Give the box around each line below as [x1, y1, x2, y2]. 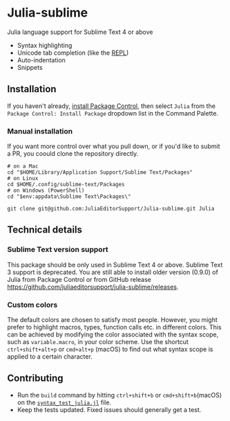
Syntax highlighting [17, 41, 73, 49]
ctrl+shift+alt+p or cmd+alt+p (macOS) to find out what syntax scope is [7, 345, 213, 354]
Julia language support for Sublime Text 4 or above [7, 28, 153, 36]
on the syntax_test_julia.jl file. [17, 398, 112, 406]
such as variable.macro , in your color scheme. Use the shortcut [7, 338, 189, 346]
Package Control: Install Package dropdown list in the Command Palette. [7, 109, 219, 117]
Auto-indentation [17, 55, 66, 64]
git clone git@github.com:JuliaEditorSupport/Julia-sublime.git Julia [7, 206, 215, 213]
